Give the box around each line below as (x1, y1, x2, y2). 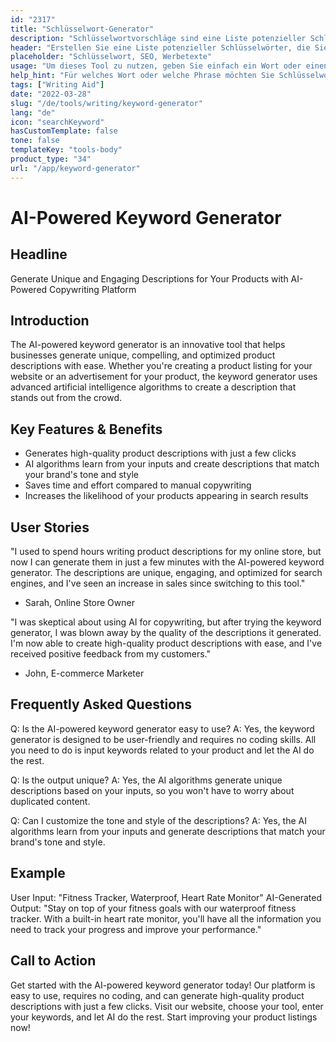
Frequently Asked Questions (10, 696, 193, 713)
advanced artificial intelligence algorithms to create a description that (10, 381, 297, 393)
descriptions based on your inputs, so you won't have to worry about (10, 784, 295, 796)
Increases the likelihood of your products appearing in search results (24, 490, 309, 502)
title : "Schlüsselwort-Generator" (10, 24, 155, 34)
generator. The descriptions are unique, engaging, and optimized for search (10, 567, 323, 579)
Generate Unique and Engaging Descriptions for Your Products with (10, 272, 289, 285)
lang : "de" (10, 107, 56, 118)
